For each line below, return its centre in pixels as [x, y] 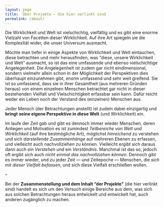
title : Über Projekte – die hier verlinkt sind [56, 14]
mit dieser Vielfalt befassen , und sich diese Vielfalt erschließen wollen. [76, 165]
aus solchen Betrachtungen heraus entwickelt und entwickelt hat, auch [77, 194]
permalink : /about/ [25, 19]
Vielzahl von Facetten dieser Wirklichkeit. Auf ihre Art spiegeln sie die [75, 38]
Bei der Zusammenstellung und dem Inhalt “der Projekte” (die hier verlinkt [81, 184]
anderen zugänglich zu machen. [37, 200]
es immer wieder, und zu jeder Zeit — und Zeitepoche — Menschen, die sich [82, 160]
